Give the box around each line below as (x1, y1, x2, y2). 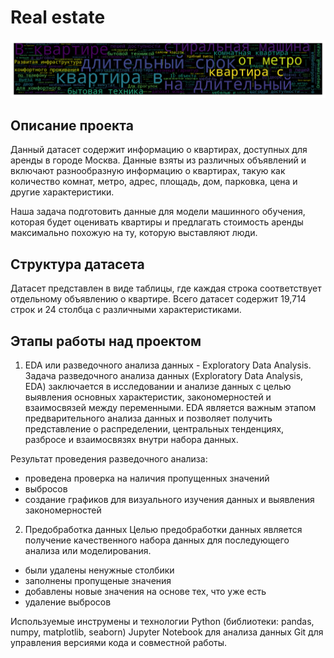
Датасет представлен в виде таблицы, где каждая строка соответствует (10, 282, 322, 295)
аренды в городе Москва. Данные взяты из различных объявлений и (10, 154, 307, 166)
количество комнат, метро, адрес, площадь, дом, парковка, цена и (10, 176, 298, 188)
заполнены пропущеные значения (24, 574, 172, 586)
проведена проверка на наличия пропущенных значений (24, 472, 270, 484)
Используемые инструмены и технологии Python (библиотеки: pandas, (10, 615, 315, 627)
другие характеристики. (10, 186, 115, 198)
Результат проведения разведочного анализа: (10, 452, 208, 465)
